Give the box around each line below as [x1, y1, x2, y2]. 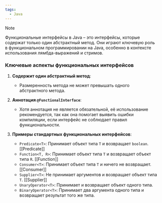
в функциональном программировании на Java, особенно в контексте [5, 45, 151, 51]
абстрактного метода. [19, 87, 65, 93]
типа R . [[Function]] [19, 156, 59, 162]
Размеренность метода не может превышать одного [19, 82, 130, 88]
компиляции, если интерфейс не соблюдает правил [19, 117, 128, 122]
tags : [5, 7, 16, 12]
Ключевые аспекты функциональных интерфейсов [5, 62, 134, 68]
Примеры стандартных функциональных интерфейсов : [12, 131, 132, 137]
